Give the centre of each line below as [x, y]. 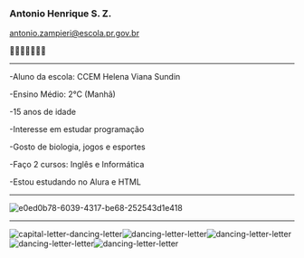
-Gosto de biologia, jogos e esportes [78, 147]
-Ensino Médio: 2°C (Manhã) [62, 94]
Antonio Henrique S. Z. [61, 14]
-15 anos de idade [43, 112]
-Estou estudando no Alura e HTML [76, 182]
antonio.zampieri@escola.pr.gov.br [75, 33]
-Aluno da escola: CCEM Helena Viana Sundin [95, 77]
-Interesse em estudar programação [77, 129]
